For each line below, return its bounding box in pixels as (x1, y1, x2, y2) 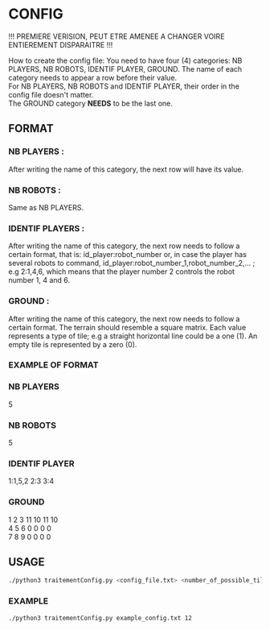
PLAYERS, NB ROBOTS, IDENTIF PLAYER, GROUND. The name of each (8, 64, 243, 73)
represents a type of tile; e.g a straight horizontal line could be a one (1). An (8, 331, 258, 341)
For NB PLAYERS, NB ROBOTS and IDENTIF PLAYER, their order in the (8, 81, 239, 91)
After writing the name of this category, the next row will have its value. (8, 164, 244, 174)
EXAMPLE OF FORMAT (8, 359, 99, 371)
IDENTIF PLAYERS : (8, 222, 85, 234)
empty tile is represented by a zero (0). (8, 339, 137, 349)
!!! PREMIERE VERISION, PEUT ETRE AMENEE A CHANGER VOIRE (8, 31, 225, 41)
